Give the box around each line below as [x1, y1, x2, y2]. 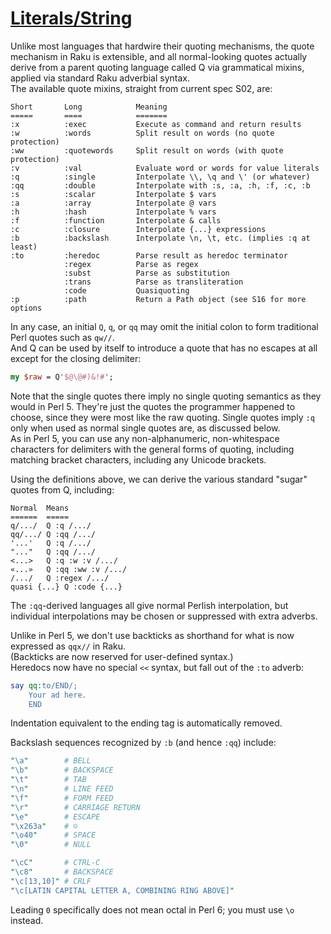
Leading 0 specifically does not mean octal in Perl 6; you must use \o [10, 903, 295, 916]
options [10, 303, 43, 313]
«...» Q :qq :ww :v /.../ [10, 564, 128, 574]
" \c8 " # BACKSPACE [10, 867, 114, 877]
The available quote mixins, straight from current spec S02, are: [10, 82, 273, 94]
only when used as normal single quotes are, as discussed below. [10, 422, 281, 434]
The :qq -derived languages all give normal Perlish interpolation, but [10, 599, 289, 611]
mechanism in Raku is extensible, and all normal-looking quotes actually [10, 50, 308, 62]
